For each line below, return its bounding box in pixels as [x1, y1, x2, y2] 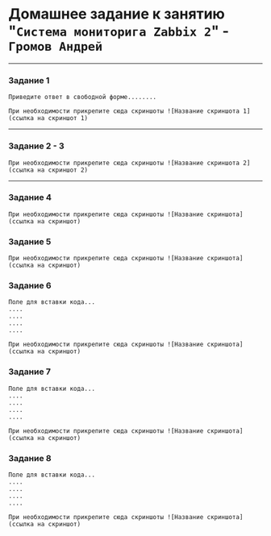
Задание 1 [8, 74, 50, 85]
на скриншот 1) [37, 114, 89, 123]
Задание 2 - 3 [8, 140, 65, 152]
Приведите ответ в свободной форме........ [8, 93, 157, 102]
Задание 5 [8, 235, 52, 247]
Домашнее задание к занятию [8, 5, 226, 23]
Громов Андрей [8, 39, 103, 55]
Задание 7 [8, 366, 51, 377]
